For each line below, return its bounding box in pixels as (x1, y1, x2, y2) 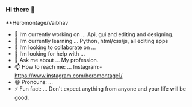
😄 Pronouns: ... (14, 79, 54, 86)
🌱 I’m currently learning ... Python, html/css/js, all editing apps (14, 37, 169, 45)
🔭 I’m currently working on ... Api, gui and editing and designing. (14, 31, 174, 38)
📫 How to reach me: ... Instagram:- (14, 63, 102, 71)
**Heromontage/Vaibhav (5, 19, 69, 27)
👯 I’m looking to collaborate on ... (14, 44, 96, 51)
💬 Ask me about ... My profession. (14, 57, 99, 64)
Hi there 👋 (5, 5, 36, 14)
